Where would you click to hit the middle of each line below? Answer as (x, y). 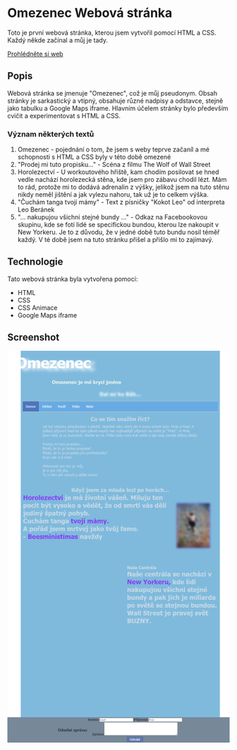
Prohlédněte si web (35, 54)
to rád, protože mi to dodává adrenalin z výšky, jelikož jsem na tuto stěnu (123, 187)
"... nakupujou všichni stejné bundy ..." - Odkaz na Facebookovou (113, 217)
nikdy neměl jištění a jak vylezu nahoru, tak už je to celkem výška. (113, 195)
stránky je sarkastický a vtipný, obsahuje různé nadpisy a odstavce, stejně (115, 100)
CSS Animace (37, 307)
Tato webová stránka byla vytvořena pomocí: (73, 279)
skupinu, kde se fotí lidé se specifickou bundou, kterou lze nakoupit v (118, 225)
